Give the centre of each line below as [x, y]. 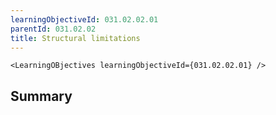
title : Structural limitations [75, 38]
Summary [41, 96]
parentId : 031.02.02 [53, 29]
